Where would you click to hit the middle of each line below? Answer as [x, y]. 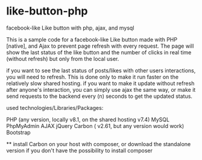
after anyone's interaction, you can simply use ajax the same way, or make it [101, 89]
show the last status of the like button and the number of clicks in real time [99, 52]
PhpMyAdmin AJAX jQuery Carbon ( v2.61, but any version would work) [95, 126]
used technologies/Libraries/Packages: [55, 107]
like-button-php [47, 11]
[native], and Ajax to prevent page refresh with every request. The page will [100, 46]
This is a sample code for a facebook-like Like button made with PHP [92, 39]
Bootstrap [19, 132]
